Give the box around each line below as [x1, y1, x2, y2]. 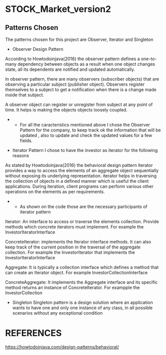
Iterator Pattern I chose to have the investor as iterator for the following [12, 147, 158, 153]
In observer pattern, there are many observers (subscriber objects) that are [5, 76, 160, 82]
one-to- [141, 56, 157, 62]
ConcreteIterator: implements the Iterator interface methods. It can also [5, 239, 152, 244]
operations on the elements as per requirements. [5, 189, 105, 195]
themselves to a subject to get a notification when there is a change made [5, 87, 157, 93]
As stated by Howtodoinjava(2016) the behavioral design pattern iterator [5, 162, 153, 168]
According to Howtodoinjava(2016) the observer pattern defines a [5, 56, 140, 62]
